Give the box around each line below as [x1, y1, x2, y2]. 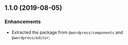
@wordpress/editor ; [11, 34, 50, 40]
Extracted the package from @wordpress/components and [11, 29, 123, 35]
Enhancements [4, 18, 41, 25]
